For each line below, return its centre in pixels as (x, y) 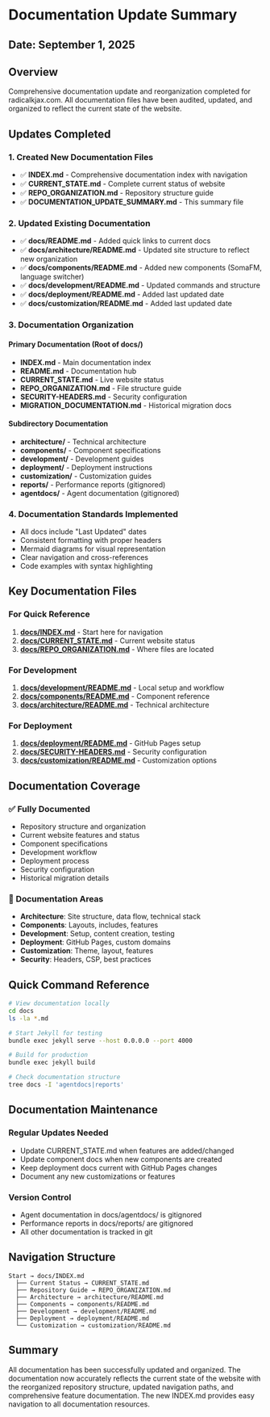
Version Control (40, 1197)
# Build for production (48, 1055)
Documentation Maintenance (83, 1110)
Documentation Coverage (75, 786)
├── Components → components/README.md (83, 1304)
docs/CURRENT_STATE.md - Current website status (108, 641)
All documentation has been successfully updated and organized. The (125, 1369)
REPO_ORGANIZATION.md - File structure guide (101, 388)
